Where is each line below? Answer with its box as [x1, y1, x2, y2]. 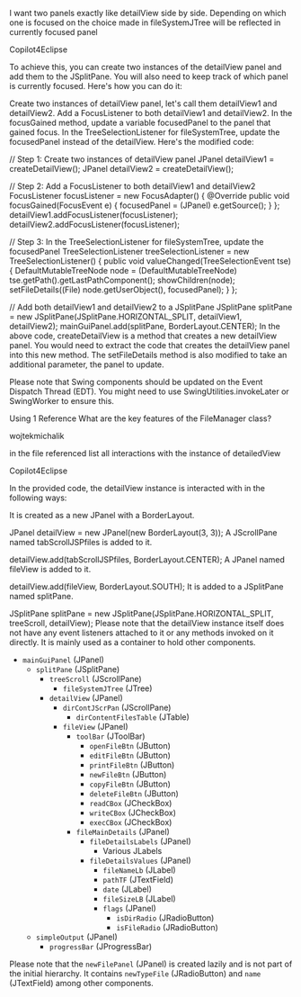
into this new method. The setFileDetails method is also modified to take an [9, 350, 288, 360]
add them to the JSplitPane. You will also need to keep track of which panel [9, 71, 289, 82]
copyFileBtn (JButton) [89, 778, 171, 789]
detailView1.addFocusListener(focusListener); [9, 210, 179, 220]
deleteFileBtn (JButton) [89, 788, 180, 799]
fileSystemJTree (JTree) [62, 683, 153, 694]
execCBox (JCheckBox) [89, 817, 173, 827]
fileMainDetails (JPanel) [75, 827, 171, 837]
